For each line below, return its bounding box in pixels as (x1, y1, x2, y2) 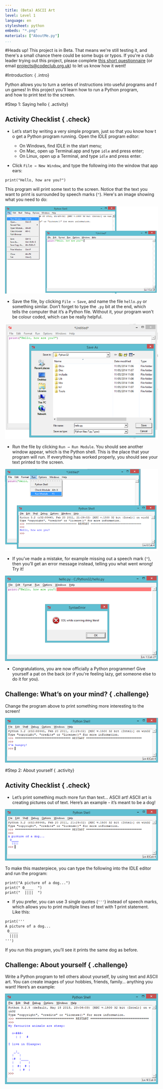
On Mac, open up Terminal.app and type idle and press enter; (19, 148, 144, 154)
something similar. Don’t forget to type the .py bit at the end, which (12, 303, 147, 309)
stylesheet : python (5, 23, 45, 28)
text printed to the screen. (12, 459, 65, 465)
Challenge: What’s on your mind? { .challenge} (5, 690, 149, 698)
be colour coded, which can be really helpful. (12, 313, 103, 320)
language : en (5, 18, 32, 23)
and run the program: (5, 870, 48, 876)
